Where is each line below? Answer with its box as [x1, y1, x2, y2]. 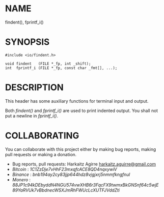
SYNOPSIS [5, 36, 50, 48]
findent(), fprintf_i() [5, 19, 44, 25]
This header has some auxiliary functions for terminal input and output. [5, 98, 149, 104]
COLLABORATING [5, 130, 80, 141]
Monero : [12, 176, 31, 182]
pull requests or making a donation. [5, 151, 77, 157]
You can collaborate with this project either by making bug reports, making [5, 146, 156, 152]
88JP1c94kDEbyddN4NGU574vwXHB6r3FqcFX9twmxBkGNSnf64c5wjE [12, 182, 159, 188]
